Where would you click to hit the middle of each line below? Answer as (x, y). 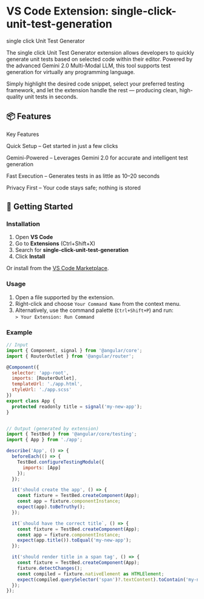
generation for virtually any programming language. (71, 72)
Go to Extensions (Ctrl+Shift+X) (55, 243)
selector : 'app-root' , (40, 373)
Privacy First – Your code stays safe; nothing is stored (73, 188)
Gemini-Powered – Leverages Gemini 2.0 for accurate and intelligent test (97, 157)
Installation (23, 224)
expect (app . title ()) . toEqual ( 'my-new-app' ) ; (74, 540)
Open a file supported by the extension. (65, 297)
